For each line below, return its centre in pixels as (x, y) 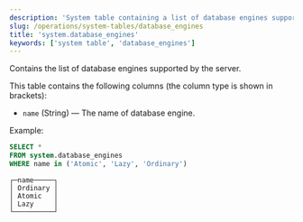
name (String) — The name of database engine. (109, 113)
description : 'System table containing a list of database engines (139, 18)
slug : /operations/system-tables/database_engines (106, 26)
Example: (27, 131)
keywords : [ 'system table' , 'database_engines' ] (102, 43)
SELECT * (26, 147)
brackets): (28, 96)
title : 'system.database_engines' (74, 34)
